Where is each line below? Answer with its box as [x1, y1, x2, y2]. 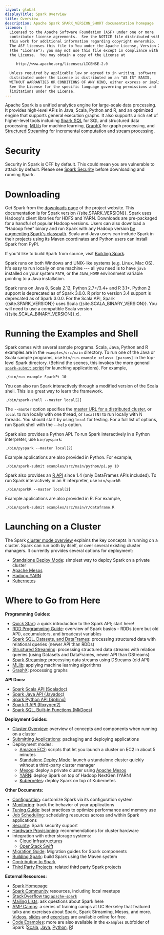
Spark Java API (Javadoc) [12, 691, 65, 697]
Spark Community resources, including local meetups [12, 888, 121, 894]
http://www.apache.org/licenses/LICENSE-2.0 [16, 61, 108, 66]
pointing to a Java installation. [5, 276, 65, 282]
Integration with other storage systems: [12, 833, 91, 839]
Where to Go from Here [5, 595, 101, 606]
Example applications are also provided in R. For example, [5, 496, 121, 502]
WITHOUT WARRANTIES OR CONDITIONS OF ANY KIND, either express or [9, 80, 147, 84]
